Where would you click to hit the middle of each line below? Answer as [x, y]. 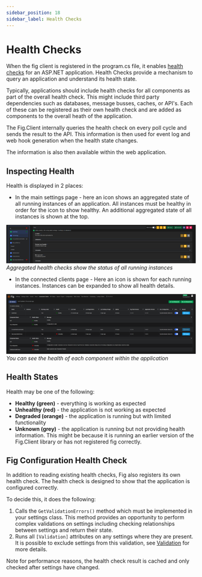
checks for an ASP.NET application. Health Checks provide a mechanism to [100, 73]
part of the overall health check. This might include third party [83, 97]
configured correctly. [32, 488]
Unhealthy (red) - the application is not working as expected [90, 410]
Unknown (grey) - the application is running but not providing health [100, 429]
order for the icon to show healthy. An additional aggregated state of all [103, 210]
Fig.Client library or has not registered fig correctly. [78, 442]
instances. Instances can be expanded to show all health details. [95, 286]
